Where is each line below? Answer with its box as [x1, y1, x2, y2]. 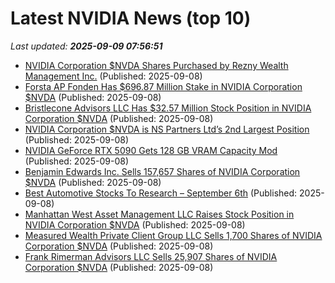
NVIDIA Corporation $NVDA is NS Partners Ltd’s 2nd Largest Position [24, 123, 310, 135]
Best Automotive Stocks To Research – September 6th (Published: [24, 187, 298, 199]
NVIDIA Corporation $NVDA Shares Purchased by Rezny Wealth [24, 59, 289, 71]
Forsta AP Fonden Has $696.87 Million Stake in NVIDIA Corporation [24, 80, 303, 92]
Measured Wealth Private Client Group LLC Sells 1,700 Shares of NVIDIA [24, 229, 323, 241]
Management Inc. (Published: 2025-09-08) [24, 70, 203, 82]
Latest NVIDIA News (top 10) [10, 7, 252, 30]
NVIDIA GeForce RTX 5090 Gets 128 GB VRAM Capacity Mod [24, 144, 278, 156]
